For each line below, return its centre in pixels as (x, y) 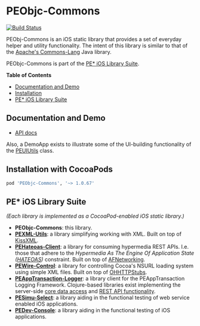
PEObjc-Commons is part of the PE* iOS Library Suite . (73, 63)
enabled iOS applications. (46, 304)
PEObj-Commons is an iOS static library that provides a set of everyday (94, 39)
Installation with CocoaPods (60, 170)
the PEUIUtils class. (30, 150)
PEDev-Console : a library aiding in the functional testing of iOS (93, 310)
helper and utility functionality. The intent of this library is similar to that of (97, 45)
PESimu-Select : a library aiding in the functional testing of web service (102, 298)
